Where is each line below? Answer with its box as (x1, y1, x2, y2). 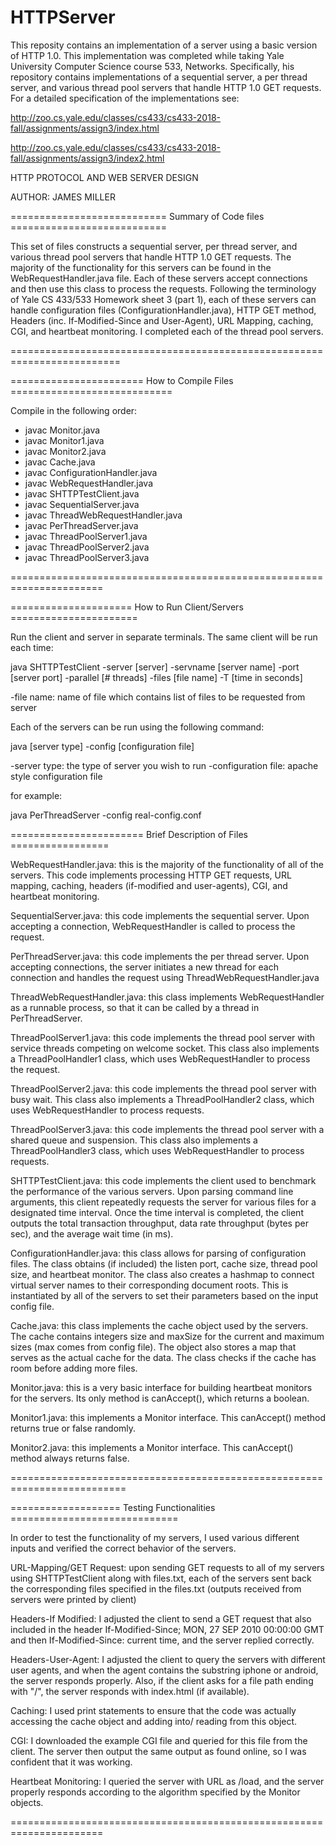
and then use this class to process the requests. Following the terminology (10, 282, 317, 295)
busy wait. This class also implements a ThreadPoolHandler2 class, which (10, 1093, 315, 1105)
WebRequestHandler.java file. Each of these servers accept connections (10, 272, 308, 284)
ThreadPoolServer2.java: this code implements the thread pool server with (10, 1082, 317, 1095)
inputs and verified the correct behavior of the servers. (10, 1542, 237, 1554)
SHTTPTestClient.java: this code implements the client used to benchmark (10, 1174, 317, 1186)
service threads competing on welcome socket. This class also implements (10, 1042, 320, 1054)
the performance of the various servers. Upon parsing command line (10, 1185, 294, 1197)
